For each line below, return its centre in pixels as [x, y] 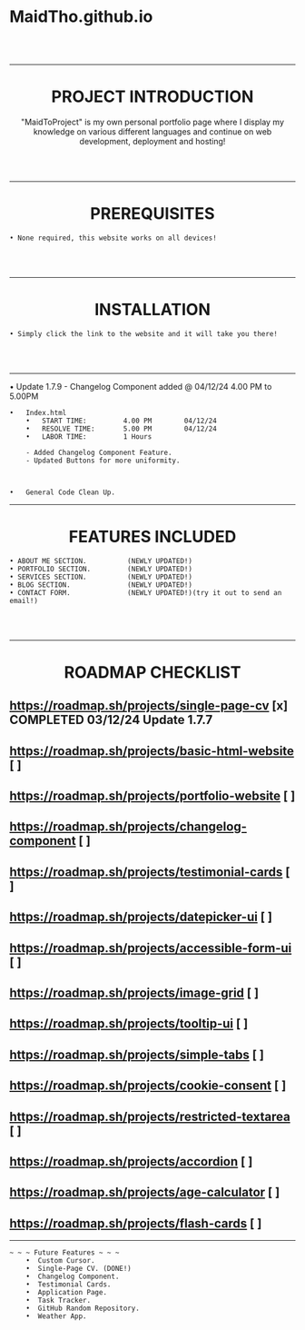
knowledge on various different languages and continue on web [152, 131]
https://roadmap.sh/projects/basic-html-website [152, 751]
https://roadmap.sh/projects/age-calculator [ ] [145, 1192]
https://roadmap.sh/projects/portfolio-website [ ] [152, 796]
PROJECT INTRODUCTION [152, 97]
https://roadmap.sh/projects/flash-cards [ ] [136, 1223]
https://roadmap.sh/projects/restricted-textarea [150, 1116]
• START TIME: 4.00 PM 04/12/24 [122, 421]
